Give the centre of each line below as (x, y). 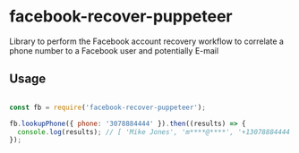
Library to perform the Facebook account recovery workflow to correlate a (147, 41)
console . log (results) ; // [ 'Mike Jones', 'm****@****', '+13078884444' (156, 132)
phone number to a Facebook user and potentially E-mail (114, 50)
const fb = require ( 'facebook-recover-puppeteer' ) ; (107, 107)
